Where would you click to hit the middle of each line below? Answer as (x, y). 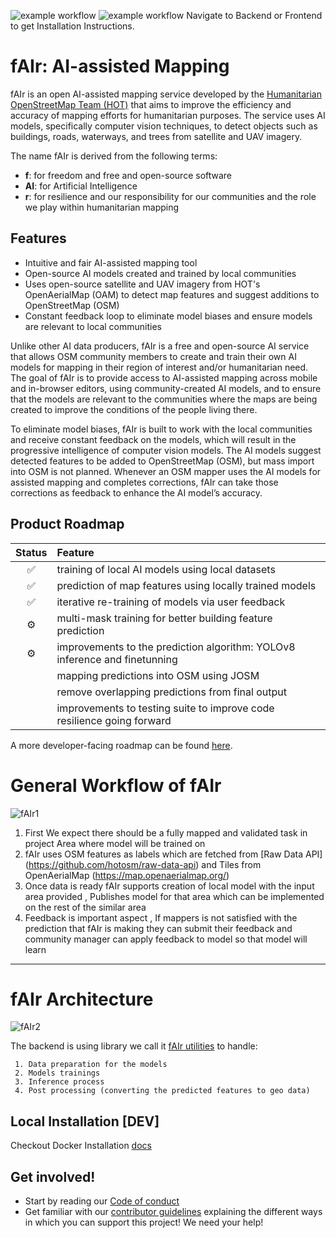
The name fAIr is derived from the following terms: (114, 156)
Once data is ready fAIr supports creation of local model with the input (169, 886)
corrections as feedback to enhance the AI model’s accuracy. (136, 492)
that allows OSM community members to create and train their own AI (153, 356)
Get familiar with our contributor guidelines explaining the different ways (173, 1212)
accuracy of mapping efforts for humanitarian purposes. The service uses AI (168, 115)
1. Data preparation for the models (91, 1065)
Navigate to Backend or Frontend (254, 15)
